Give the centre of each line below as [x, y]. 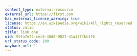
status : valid [20, 28]
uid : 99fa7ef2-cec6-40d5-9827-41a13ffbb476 [50, 37]
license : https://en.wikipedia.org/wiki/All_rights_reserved [69, 23]
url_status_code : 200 [27, 41]
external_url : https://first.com [39, 14]
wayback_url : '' [22, 46]
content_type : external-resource [39, 9]
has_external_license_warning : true [42, 19]
